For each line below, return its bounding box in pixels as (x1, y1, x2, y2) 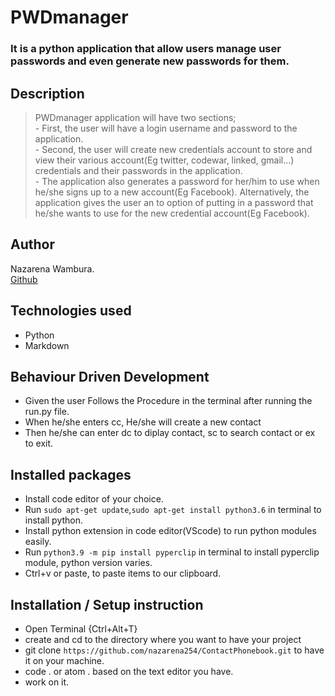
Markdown (24, 339, 70, 351)
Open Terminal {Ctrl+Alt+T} (24, 622, 138, 635)
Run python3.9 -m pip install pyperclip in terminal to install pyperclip (24, 546, 320, 558)
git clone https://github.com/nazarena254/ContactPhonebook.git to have (24, 644, 325, 656)
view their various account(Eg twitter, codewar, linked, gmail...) (34, 154, 295, 166)
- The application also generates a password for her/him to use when (34, 175, 320, 187)
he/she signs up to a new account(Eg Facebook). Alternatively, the (34, 186, 310, 198)
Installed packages (10, 466, 132, 483)
